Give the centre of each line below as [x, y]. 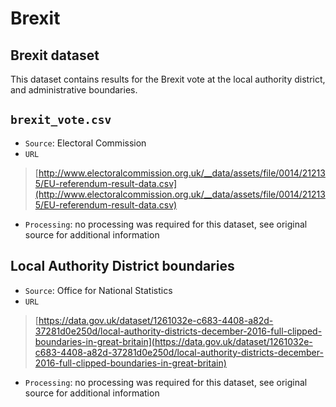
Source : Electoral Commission [85, 143]
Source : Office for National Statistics [98, 290]
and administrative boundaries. [74, 90]
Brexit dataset [55, 55]
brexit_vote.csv [61, 120]
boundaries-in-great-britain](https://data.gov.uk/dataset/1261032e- [173, 341]
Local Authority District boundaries [122, 266]
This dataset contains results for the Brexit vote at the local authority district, [168, 79]
